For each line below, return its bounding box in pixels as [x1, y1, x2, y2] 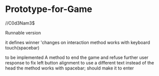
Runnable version [5, 29, 41, 35]
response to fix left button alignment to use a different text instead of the [5, 59, 155, 65]
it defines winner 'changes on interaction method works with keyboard [5, 39, 151, 45]
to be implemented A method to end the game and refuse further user [5, 54, 149, 60]
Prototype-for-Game [5, 3, 93, 15]
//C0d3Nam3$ [5, 20, 35, 26]
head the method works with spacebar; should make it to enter [5, 65, 134, 71]
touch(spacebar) [5, 44, 40, 50]
